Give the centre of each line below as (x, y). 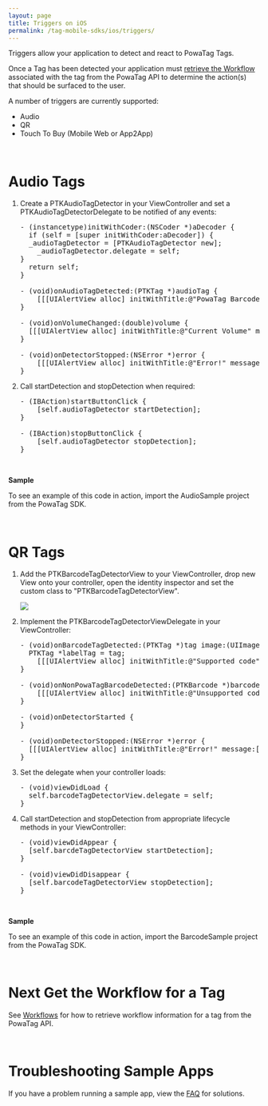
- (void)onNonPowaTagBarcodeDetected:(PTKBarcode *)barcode (140, 685)
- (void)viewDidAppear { (68, 843)
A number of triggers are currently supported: (84, 101)
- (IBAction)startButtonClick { (83, 402)
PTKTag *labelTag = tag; (77, 653)
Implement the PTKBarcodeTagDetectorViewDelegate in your (120, 622)
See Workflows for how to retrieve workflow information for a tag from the (130, 1015)
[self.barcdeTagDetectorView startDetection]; (121, 851)
